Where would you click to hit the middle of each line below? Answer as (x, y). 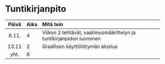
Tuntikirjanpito (36, 9)
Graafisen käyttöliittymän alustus (80, 46)
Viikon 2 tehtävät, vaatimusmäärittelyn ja (89, 32)
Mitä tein (53, 24)
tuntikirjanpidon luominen (71, 38)
